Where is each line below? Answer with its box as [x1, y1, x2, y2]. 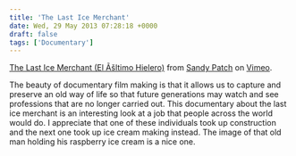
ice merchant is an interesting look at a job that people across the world [9, 108, 274, 119]
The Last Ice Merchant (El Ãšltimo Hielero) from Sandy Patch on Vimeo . [9, 62, 273, 73]
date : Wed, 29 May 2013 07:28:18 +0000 [9, 21, 158, 30]
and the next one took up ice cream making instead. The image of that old [9, 127, 282, 138]
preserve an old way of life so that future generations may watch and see [9, 89, 279, 100]
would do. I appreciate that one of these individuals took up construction [9, 118, 277, 128]
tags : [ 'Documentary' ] [9, 37, 94, 47]
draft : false [9, 29, 58, 38]
